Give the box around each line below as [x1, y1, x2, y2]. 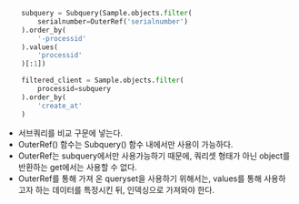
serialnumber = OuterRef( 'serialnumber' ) [37, 16, 189, 26]
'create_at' [37, 101, 84, 110]
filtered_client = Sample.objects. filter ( [21, 76, 184, 86]
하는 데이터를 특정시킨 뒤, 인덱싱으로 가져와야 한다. [35, 184, 215, 195]
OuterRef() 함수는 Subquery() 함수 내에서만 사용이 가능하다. [17, 138, 234, 149]
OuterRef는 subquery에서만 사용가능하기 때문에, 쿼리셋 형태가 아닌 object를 [17, 150, 291, 161]
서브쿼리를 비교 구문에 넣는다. [17, 127, 124, 138]
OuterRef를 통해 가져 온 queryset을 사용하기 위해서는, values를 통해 [17, 173, 262, 184]
